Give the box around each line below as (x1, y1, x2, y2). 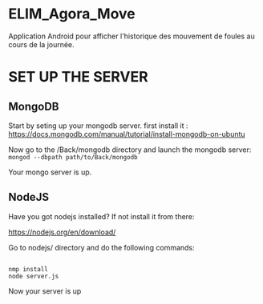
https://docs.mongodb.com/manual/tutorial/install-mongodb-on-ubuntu (8, 129, 246, 138)
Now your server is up (8, 286, 82, 296)
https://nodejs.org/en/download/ (8, 227, 116, 237)
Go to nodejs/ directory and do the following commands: (8, 242, 195, 252)
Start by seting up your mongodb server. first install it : (8, 121, 188, 130)
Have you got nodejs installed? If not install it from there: (8, 211, 195, 221)
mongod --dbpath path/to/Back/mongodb (8, 153, 138, 161)
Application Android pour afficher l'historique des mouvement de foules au (8, 31, 255, 41)
